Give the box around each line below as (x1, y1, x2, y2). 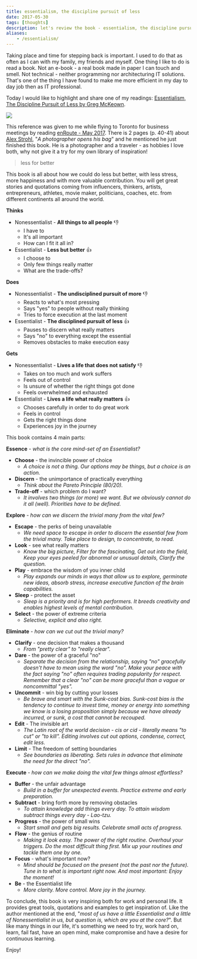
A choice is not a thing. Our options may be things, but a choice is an (23, 463, 191, 470)
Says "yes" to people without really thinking (23, 305, 129, 311)
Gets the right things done (23, 416, 87, 423)
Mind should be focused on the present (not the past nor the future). (23, 862, 189, 868)
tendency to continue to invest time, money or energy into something (23, 702, 190, 709)
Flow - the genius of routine (14, 831, 83, 837)
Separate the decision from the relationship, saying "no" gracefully (23, 658, 186, 665)
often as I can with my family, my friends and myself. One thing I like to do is (6, 58, 190, 65)
